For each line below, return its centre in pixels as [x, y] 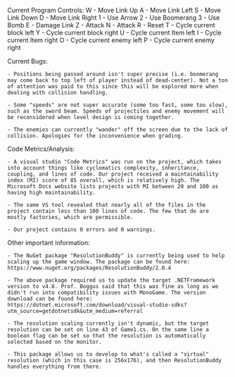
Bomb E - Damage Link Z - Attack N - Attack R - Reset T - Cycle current [112, 25]
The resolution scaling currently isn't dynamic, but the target [112, 323]
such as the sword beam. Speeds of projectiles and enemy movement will [116, 111]
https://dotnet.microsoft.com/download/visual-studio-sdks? [97, 305]
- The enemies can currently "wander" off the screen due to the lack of [118, 130]
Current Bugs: [27, 61]
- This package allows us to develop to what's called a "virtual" [108, 354]
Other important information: [49, 243]
